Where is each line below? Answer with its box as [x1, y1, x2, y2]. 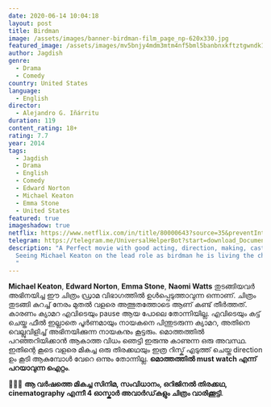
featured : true [8, 214, 60, 222]
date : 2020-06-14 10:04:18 [8, 11, 99, 20]
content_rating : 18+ [8, 124, 78, 132]
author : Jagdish [8, 49, 63, 57]
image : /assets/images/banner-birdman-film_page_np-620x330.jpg [8, 34, 229, 43]
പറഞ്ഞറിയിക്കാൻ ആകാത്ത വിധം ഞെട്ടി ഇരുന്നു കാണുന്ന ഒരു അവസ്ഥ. [8, 335, 248, 345]
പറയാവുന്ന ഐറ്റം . [8, 363, 70, 372]
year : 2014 [8, 139, 45, 147]
